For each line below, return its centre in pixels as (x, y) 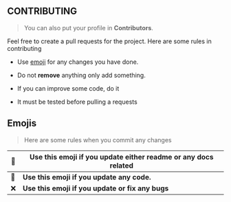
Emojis (22, 123)
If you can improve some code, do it (68, 88)
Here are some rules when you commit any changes (98, 139)
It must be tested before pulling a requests (77, 102)
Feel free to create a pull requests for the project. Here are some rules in (109, 41)
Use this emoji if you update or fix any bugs (96, 188)
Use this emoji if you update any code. (87, 177)
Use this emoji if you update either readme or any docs (122, 157)
